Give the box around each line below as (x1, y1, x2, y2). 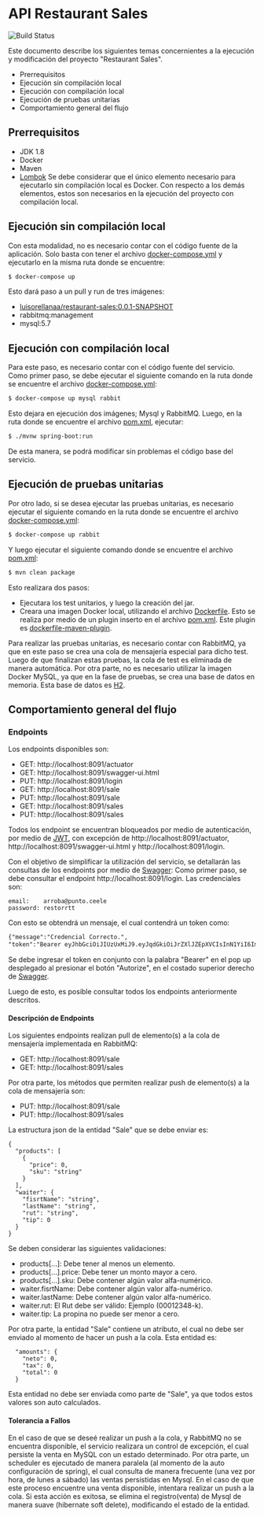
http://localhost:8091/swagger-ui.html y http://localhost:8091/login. (8, 842, 225, 851)
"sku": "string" (28, 1168, 82, 1176)
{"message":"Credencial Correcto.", (8, 934, 128, 942)
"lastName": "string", (22, 1202, 97, 1211)
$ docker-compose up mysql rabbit (8, 394, 122, 402)
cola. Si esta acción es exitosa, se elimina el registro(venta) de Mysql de (8, 1492, 242, 1501)
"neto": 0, (22, 1355, 58, 1363)
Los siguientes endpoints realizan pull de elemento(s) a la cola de (8, 1030, 220, 1040)
